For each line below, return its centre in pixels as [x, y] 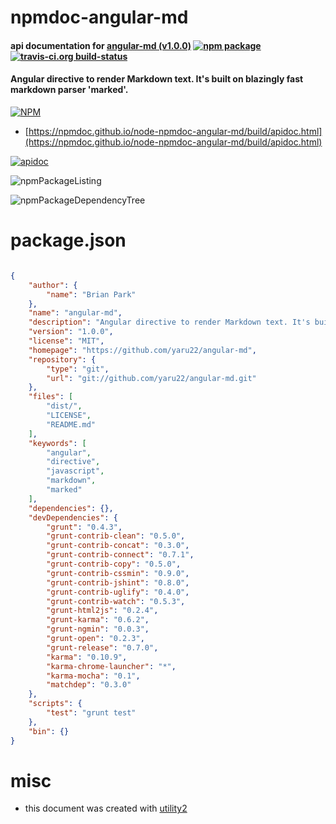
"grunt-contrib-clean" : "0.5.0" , [116, 536]
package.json [68, 240]
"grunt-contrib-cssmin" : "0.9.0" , [118, 573]
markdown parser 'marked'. [69, 90]
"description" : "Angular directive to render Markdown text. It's [169, 322]
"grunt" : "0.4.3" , [84, 527]
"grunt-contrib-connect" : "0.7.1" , [120, 555]
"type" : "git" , [78, 369]
